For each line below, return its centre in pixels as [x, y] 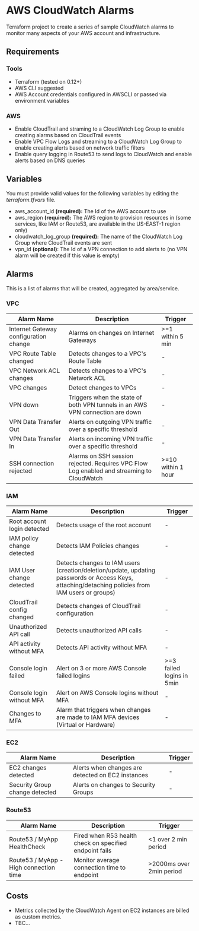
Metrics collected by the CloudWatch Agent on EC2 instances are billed [102, 910]
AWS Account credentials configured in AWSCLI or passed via [91, 94]
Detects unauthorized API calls [99, 631]
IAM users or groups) [86, 593]
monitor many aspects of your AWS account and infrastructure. [84, 33]
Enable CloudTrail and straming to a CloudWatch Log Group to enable [99, 129]
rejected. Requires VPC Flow [108, 463]
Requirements [33, 52]
